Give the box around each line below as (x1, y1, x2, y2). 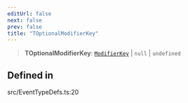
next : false (7, 17, 42, 24)
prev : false (7, 23, 42, 30)
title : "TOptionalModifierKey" (7, 29, 99, 37)
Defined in (7, 69, 54, 81)
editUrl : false (7, 10, 52, 18)
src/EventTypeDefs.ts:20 (7, 88, 79, 97)
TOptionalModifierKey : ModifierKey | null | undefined (24, 49, 181, 57)
